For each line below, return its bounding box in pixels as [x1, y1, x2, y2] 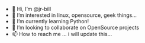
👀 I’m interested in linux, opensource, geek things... [11, 12, 137, 19]
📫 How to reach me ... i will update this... [11, 31, 112, 37]
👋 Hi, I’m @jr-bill [11, 6, 51, 12]
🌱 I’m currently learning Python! [11, 18, 89, 24]
